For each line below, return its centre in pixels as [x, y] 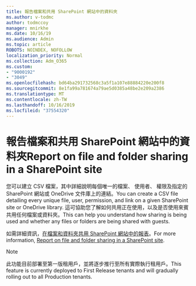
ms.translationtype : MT [35, 94]
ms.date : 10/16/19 [29, 34]
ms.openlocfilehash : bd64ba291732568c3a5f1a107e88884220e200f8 [85, 83]
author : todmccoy [27, 22]
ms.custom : [19, 66]
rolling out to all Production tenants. [49, 277]
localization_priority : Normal [44, 56]
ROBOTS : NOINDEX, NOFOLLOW [39, 50]
